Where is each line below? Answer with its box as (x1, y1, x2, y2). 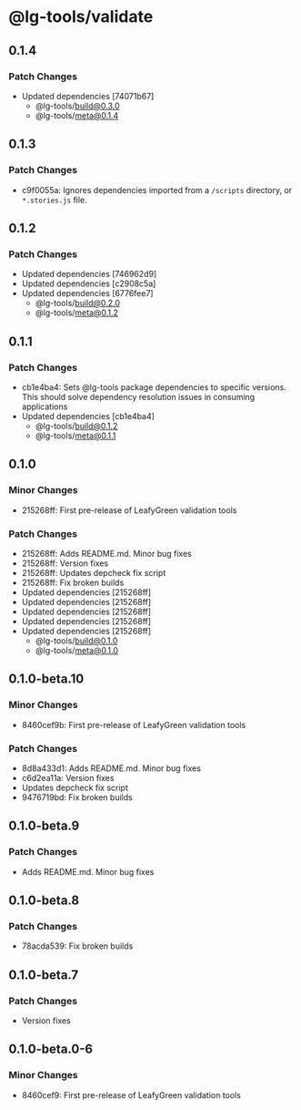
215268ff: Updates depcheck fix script (21, 567, 166, 578)
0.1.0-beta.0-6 (8, 1042, 93, 1057)
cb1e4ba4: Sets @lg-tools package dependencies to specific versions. (21, 381, 287, 393)
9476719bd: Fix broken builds (21, 791, 133, 803)
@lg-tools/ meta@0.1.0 (35, 644, 119, 655)
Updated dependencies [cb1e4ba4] (21, 410, 156, 421)
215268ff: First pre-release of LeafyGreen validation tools (21, 504, 237, 516)
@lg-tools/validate (8, 6, 154, 27)
